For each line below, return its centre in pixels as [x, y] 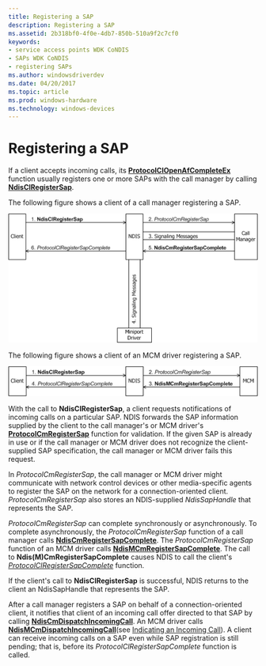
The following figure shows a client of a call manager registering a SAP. [125, 202]
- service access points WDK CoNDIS [68, 50]
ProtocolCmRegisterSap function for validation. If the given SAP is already [130, 434]
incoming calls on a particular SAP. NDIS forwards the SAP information [123, 417]
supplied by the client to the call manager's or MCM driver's [106, 426]
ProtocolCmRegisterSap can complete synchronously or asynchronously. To [133, 524]
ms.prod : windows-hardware [53, 100]
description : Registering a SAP [61, 25]
